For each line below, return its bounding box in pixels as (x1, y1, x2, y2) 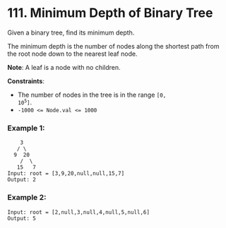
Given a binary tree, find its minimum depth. (7, 28, 135, 37)
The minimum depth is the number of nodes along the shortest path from (7, 42, 220, 50)
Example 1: (7, 123, 45, 133)
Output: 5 (7, 215, 37, 222)
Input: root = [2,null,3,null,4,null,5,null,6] (7, 208, 150, 216)
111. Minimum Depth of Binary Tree (7, 5, 213, 21)
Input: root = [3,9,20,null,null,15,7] (7, 170, 125, 177)
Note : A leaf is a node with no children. (7, 63, 121, 71)
